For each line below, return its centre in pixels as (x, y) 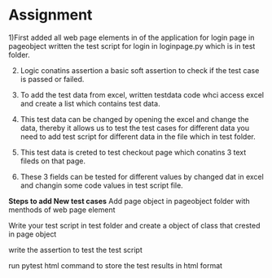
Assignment (50, 15)
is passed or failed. (52, 79)
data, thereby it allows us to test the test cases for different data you (135, 128)
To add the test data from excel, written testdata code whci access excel (142, 94)
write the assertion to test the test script (75, 250)
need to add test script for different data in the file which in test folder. (138, 137)
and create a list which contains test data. (90, 103)
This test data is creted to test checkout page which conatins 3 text (133, 152)
